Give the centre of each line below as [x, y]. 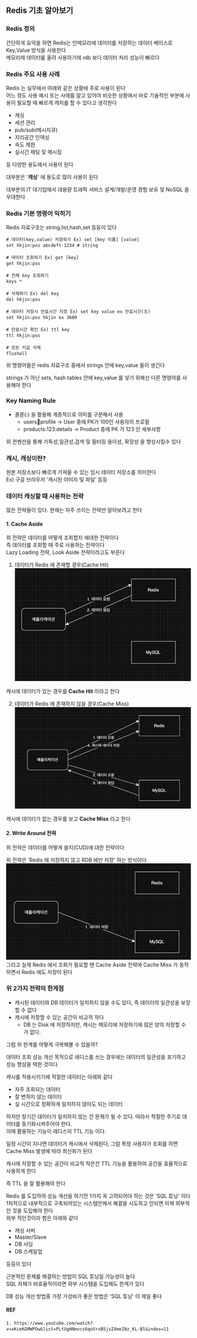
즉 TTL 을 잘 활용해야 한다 [36, 1183]
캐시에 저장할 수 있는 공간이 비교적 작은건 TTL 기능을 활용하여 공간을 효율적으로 [97, 1163]
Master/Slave [30, 1237]
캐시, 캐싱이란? [26, 458]
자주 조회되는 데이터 [37, 1089]
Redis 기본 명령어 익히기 [39, 213]
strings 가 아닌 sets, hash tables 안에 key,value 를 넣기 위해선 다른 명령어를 [94, 378]
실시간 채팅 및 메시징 [38, 152]
